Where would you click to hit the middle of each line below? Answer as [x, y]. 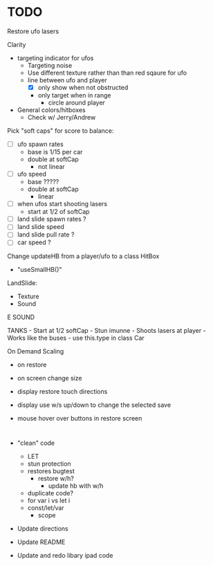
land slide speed [40, 227]
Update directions [43, 528]
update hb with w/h [76, 486]
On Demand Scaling [36, 352]
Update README [41, 542]
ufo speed [32, 174]
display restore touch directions [62, 392]
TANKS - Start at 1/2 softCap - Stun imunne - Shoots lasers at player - [106, 331]
